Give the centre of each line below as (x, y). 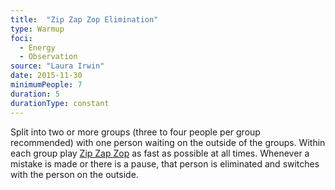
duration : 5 (35, 94)
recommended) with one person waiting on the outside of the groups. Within (168, 142)
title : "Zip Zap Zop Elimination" (84, 19)
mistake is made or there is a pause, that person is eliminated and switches (165, 163)
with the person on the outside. (74, 174)
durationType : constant (60, 103)
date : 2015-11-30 (46, 76)
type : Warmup (37, 29)
